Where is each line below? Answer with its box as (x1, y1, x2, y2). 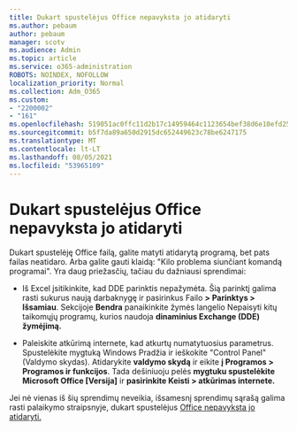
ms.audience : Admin (9, 46, 81, 55)
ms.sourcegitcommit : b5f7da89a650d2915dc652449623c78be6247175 (9, 128, 247, 137)
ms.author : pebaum (9, 21, 77, 30)
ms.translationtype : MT (9, 136, 97, 145)
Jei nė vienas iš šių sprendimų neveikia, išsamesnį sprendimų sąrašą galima (9, 393, 286, 404)
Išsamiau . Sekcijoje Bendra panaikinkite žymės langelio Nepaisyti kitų (21, 302, 278, 312)
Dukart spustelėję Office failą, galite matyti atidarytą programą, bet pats (9, 247, 270, 258)
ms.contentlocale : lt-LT (9, 144, 101, 153)
